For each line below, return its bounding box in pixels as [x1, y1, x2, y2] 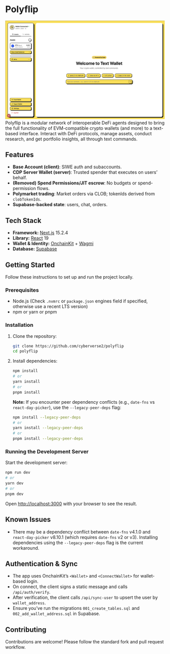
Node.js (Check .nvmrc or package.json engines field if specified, [12, 298, 148, 304]
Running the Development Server [5, 448, 89, 455]
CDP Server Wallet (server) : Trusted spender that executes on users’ [12, 169, 158, 175]
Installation [5, 322, 34, 329]
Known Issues [5, 515, 51, 524]
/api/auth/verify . [12, 589, 51, 595]
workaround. [12, 545, 39, 551]
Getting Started [5, 260, 55, 269]
